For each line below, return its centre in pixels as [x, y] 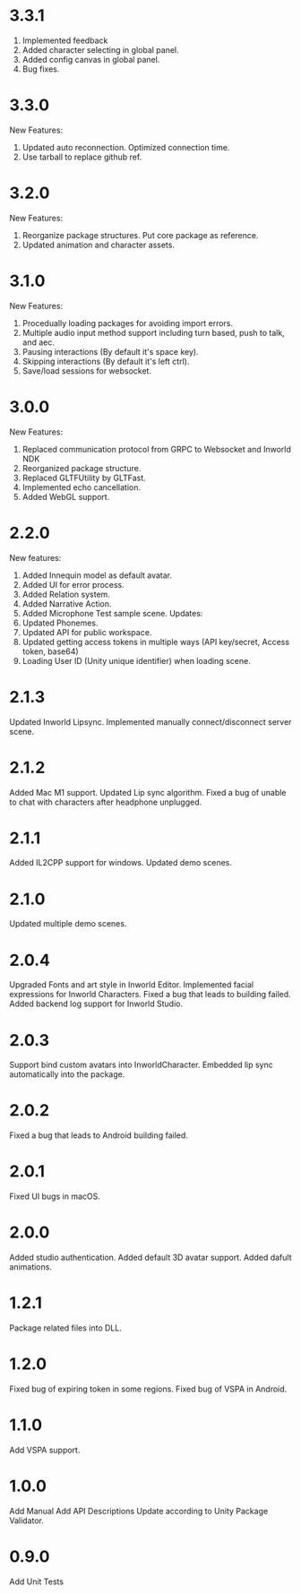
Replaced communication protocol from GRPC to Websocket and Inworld [156, 449]
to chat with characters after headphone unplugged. [106, 802]
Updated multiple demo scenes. [68, 924]
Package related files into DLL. [66, 1328]
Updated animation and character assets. [98, 245]
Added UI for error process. [73, 584]
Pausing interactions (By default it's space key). [110, 351]
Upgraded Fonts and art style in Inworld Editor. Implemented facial [131, 985]
